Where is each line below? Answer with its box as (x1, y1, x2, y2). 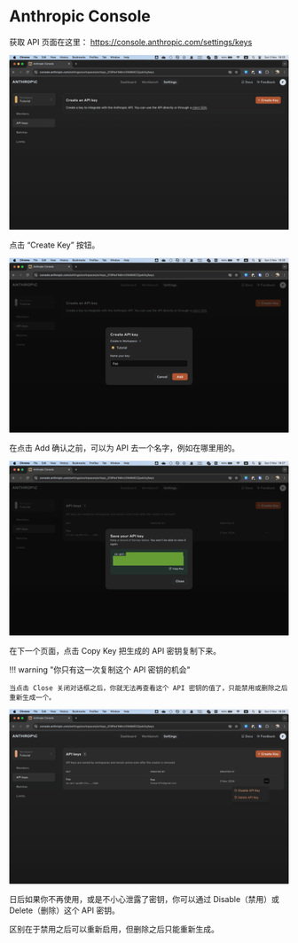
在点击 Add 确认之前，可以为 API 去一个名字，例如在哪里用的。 (9, 442, 239, 453)
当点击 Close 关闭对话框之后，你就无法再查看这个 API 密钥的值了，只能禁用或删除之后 (9, 683, 288, 693)
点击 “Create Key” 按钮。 (9, 240, 100, 250)
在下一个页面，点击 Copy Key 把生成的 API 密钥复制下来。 (9, 645, 222, 656)
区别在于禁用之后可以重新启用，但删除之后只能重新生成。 (9, 923, 219, 934)
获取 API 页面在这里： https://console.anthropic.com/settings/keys (9, 36, 253, 47)
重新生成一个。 (9, 693, 56, 702)
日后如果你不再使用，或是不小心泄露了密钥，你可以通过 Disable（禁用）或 (9, 893, 279, 904)
